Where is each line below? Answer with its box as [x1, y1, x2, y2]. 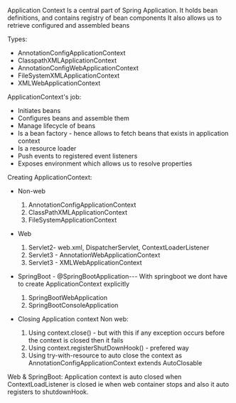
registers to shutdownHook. [7, 387, 89, 396]
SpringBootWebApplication [28, 294, 108, 301]
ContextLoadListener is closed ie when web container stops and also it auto [7, 380, 230, 388]
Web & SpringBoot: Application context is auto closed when [7, 372, 182, 381]
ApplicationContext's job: [7, 92, 82, 101]
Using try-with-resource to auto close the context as [28, 351, 183, 360]
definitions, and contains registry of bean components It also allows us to [7, 14, 222, 22]
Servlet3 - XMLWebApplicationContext [28, 259, 142, 267]
